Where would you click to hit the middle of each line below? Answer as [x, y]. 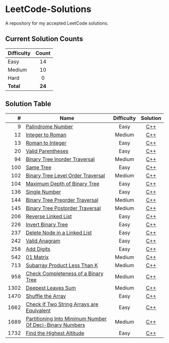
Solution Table [28, 104]
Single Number [44, 192]
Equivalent [38, 310]
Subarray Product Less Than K [62, 265]
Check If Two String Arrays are [62, 304]
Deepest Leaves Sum [51, 288]
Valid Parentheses [47, 151]
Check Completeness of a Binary [65, 273]
